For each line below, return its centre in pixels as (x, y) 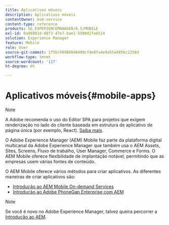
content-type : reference (31, 24)
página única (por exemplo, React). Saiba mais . (54, 130)
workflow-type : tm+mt (28, 57)
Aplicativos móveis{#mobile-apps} (80, 96)
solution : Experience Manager (37, 38)
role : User (17, 48)
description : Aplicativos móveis (40, 15)
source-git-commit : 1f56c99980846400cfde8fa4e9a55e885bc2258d (72, 52)
